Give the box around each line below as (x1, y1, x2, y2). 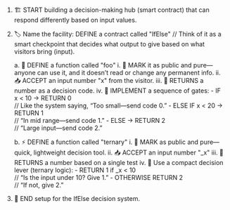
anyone (13, 69, 37, 77)
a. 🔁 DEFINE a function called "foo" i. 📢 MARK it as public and (13, 61, 192, 69)
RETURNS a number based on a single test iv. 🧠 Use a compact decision (13, 159, 224, 166)
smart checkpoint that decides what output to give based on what (13, 40, 205, 48)
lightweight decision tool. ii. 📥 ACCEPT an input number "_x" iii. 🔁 (33, 148, 224, 157)
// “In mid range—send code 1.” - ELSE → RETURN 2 (13, 117, 165, 124)
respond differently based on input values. (13, 16, 137, 24)
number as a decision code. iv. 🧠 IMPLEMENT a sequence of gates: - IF (13, 86, 222, 95)
